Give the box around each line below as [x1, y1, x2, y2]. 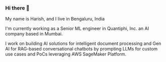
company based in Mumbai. [5, 31, 63, 37]
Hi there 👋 [5, 4, 30, 11]
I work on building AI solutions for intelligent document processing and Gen [5, 40, 161, 46]
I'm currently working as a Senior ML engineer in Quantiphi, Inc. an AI [5, 25, 149, 31]
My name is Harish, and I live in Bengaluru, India [5, 16, 105, 22]
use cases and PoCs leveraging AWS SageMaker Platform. [5, 51, 127, 57]
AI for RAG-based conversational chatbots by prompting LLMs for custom [5, 46, 158, 52]
